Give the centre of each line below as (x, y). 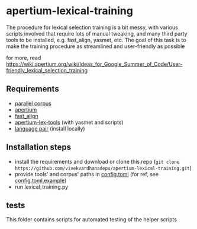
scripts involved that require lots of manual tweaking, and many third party (97, 33)
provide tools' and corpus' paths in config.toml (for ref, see (86, 174)
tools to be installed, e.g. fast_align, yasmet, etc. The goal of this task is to (96, 40)
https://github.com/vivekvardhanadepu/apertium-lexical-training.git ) (103, 168)
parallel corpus (33, 103)
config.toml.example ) (41, 180)
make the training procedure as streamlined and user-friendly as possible (96, 46)
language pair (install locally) (50, 128)
